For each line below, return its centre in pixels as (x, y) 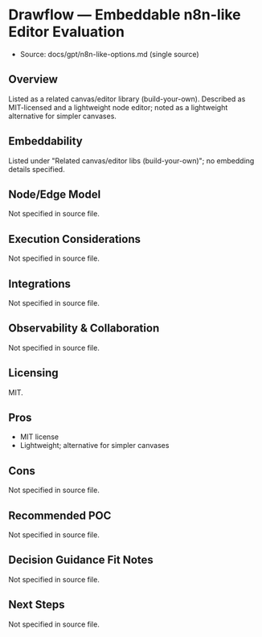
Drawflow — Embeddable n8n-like (125, 15)
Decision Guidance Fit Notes (81, 560)
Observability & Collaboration (84, 329)
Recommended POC (60, 515)
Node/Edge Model (55, 194)
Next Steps (37, 605)
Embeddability (45, 141)
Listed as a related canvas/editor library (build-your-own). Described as (127, 99)
